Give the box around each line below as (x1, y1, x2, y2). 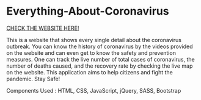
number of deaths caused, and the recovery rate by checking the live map (6, 62, 193, 70)
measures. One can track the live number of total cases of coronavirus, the (6, 55, 195, 63)
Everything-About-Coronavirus (6, 4, 169, 18)
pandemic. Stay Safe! (6, 75, 60, 82)
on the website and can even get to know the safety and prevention (6, 49, 176, 56)
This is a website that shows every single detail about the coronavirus (6, 36, 182, 43)
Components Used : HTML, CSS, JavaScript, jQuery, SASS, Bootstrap (6, 87, 181, 94)
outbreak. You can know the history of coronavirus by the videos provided (6, 43, 194, 50)
